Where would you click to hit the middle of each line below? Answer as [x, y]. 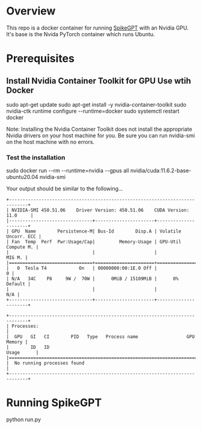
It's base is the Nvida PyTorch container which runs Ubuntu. [81, 34]
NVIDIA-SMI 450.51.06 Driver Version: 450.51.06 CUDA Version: [100, 210]
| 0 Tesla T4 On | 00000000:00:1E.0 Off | [82, 268]
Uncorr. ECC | [24, 237]
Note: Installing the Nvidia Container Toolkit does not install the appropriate [99, 129]
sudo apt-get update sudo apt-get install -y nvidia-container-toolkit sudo [96, 104]
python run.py [23, 419]
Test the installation [36, 157]
